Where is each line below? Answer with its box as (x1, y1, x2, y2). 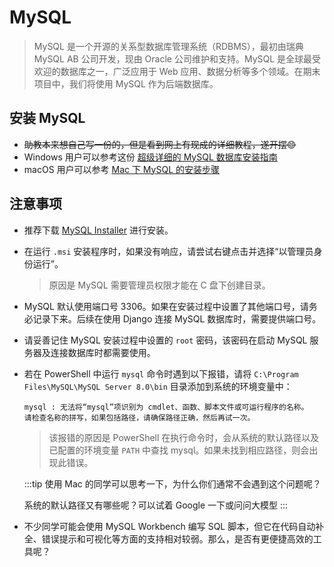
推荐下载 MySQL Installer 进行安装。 (23, 224, 174, 236)
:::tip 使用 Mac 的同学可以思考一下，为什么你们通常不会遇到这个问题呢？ (23, 477, 322, 490)
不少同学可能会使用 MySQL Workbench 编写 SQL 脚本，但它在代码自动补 (23, 520, 325, 532)
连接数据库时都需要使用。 (50, 346, 156, 358)
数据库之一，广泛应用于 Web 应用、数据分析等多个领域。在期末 (60, 65, 321, 77)
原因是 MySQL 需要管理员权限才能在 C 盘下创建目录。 (48, 279, 271, 291)
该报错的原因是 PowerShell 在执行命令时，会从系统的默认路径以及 (48, 431, 320, 443)
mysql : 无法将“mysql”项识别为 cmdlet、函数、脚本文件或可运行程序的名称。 (23, 402, 309, 412)
